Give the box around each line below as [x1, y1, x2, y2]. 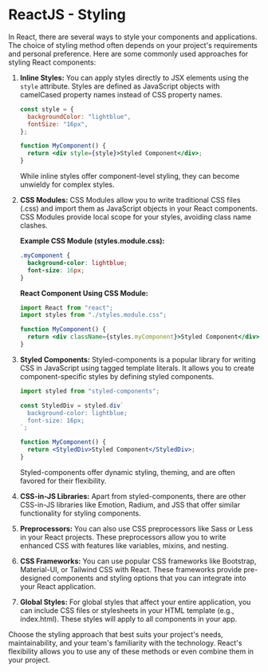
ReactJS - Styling [8, 6, 126, 24]
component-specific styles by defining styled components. [19, 371, 215, 381]
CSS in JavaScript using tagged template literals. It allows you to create [19, 363, 255, 373]
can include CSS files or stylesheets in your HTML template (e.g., [19, 605, 235, 615]
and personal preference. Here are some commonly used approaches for [8, 49, 249, 58]
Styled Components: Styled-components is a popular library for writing [19, 354, 256, 364]
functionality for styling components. [19, 508, 141, 518]
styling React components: [8, 57, 97, 67]
